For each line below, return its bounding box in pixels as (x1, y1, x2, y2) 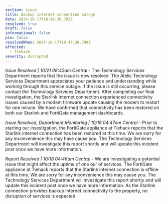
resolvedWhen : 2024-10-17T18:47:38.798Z (5, 40, 91, 45)
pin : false (5, 35, 28, 40)
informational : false (5, 30, 51, 35)
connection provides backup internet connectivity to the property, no (5, 188, 148, 194)
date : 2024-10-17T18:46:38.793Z (5, 16, 73, 21)
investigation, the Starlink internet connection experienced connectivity (5, 94, 153, 100)
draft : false (5, 26, 33, 31)
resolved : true (5, 21, 37, 26)
